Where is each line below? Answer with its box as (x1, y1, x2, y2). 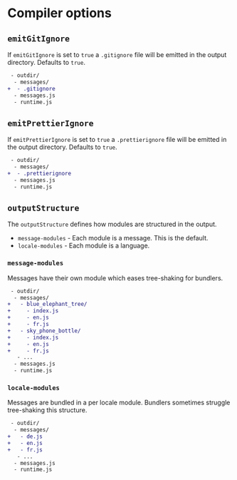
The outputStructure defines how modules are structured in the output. (7, 220, 217, 229)
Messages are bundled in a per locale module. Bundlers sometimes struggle (7, 398, 231, 407)
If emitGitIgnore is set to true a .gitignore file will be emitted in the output (7, 51, 227, 58)
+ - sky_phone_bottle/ (7, 327, 81, 335)
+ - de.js (7, 433, 43, 440)
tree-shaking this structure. (7, 406, 88, 414)
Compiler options (7, 5, 112, 21)
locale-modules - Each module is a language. (17, 241, 150, 250)
